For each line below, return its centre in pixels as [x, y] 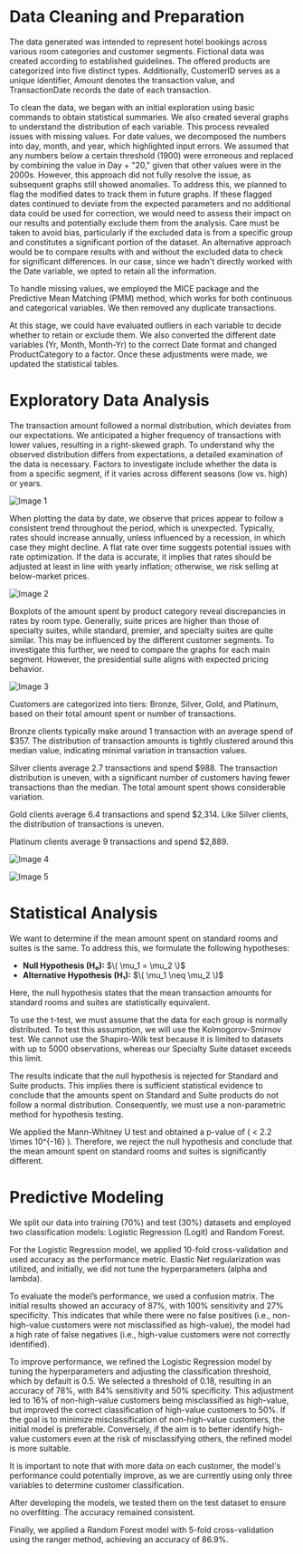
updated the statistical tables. [64, 363]
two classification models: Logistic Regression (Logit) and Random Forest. [147, 1232]
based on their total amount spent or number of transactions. [123, 714]
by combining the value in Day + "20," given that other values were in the [146, 165]
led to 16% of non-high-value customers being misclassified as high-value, [149, 1400]
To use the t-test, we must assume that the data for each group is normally [148, 1020]
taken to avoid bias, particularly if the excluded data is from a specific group [151, 232]
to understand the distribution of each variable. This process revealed [139, 126]
